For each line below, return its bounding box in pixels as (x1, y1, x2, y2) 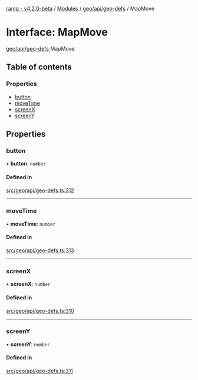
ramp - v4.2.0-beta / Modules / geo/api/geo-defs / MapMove (6, 5, 155, 12)
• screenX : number (6, 280, 51, 288)
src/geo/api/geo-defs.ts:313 (6, 247, 74, 254)
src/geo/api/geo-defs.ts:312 (6, 187, 74, 194)
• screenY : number (6, 341, 50, 348)
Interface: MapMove (6, 26, 108, 39)
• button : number (6, 160, 46, 167)
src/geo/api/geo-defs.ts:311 (6, 368, 74, 375)
